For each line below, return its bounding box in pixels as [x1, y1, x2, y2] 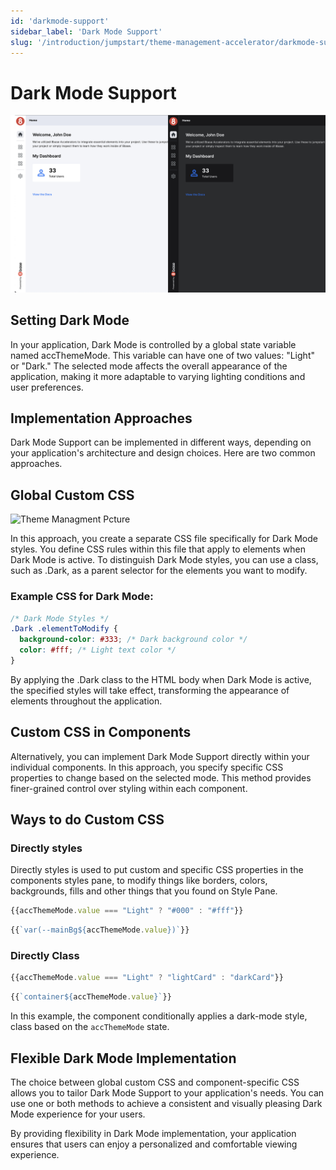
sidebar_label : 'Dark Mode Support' [10, 26, 163, 37]
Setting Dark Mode [10, 312, 130, 329]
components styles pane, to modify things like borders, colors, [10, 875, 268, 887]
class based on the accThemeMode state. [10, 1021, 170, 1033]
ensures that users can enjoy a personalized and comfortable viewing [10, 1138, 298, 1150]
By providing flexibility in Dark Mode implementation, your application [10, 1128, 297, 1140]
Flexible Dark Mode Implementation [10, 1050, 237, 1067]
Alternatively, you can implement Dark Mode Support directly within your [10, 750, 310, 762]
